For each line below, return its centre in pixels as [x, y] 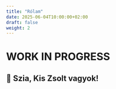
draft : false [22, 22]
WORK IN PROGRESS [58, 57]
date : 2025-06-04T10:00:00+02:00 [47, 17]
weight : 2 [18, 28]
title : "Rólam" [25, 11]
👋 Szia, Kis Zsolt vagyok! [52, 78]
